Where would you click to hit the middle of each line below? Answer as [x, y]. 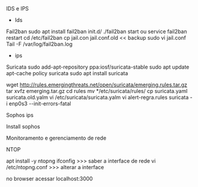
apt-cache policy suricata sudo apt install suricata [67, 73]
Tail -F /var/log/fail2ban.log [39, 44]
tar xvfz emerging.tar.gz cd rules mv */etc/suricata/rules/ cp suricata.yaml [97, 91]
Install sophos [23, 126]
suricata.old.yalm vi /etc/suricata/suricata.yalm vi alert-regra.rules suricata [98, 97]
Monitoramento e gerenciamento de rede [56, 138]
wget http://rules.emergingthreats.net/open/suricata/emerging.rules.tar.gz [97, 85]
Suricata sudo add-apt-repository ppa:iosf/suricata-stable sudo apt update [98, 67]
